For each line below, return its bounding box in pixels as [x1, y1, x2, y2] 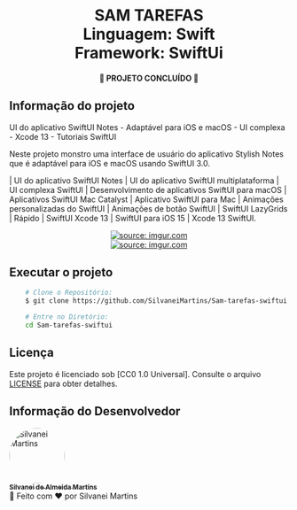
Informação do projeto [9, 98, 136, 113]
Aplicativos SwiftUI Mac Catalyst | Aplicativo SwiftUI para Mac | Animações [9, 194, 284, 205]
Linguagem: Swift [82, 24, 215, 44]
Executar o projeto [9, 265, 113, 280]
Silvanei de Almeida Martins [9, 483, 98, 491]
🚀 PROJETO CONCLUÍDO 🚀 [98, 73, 199, 83]
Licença [9, 345, 55, 360]
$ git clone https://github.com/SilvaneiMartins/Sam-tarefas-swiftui [25, 297, 288, 305]
